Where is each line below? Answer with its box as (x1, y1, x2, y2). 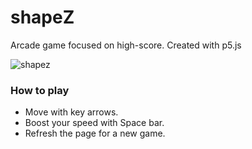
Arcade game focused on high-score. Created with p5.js (10, 39, 242, 51)
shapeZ (10, 6, 75, 29)
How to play (10, 83, 70, 97)
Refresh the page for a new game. (24, 127, 166, 140)
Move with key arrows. (24, 106, 119, 118)
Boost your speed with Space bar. (24, 117, 165, 129)
